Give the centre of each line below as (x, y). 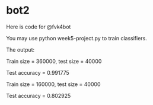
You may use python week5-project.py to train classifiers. (76, 38)
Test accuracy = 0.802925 (39, 96)
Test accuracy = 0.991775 (38, 72)
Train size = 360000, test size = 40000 (54, 61)
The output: (20, 50)
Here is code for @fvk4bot (39, 27)
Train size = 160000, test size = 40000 (53, 84)
